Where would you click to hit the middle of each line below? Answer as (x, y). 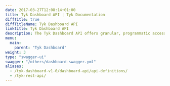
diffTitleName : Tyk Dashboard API (42, 24)
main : (16, 43)
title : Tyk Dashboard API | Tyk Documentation (55, 15)
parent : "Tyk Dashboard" (40, 48)
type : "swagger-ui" (26, 57)
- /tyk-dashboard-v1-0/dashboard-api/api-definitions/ (69, 71)
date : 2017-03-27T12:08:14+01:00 (40, 10)
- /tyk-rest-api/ (28, 76)
